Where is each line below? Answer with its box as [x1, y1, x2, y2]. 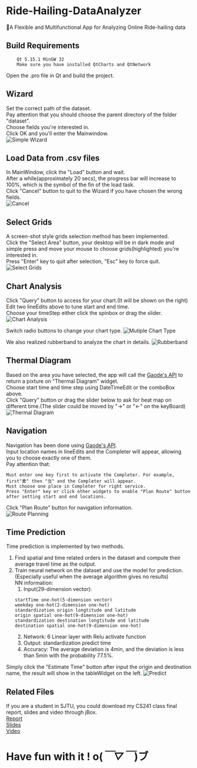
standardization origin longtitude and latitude [14, 608, 136, 613]
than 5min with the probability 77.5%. [23, 652, 113, 659]
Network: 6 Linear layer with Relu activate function [23, 633, 146, 641]
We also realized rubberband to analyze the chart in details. [6, 339, 151, 346]
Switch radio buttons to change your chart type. [6, 327, 122, 334]
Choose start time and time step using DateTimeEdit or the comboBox [6, 383, 175, 390]
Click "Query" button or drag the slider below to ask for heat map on [6, 396, 172, 403]
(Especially [14, 573, 42, 580]
